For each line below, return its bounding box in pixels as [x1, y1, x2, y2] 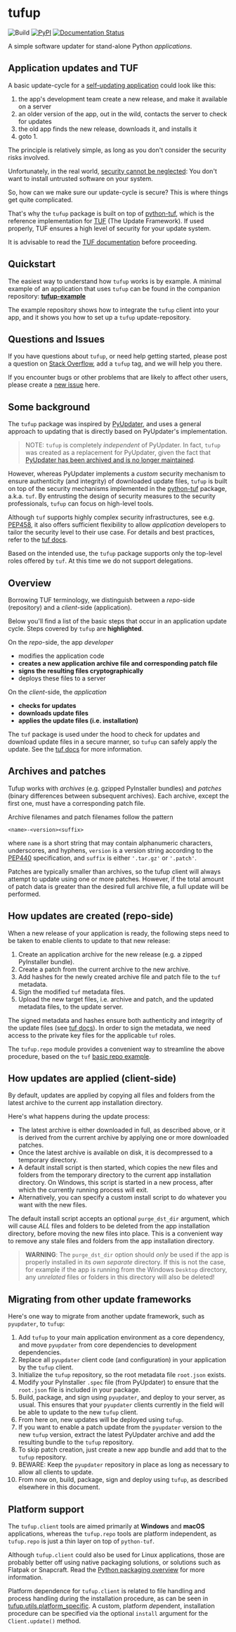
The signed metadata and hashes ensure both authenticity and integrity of [8, 1016, 223, 1024]
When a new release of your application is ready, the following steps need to [8, 928, 230, 938]
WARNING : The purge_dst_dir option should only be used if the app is [25, 1250, 230, 1259]
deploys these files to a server [18, 674, 106, 683]
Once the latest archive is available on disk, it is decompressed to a [18, 1148, 214, 1157]
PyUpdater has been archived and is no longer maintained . [25, 456, 195, 464]
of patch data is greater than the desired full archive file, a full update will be [8, 882, 229, 890]
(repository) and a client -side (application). [8, 604, 133, 611]
